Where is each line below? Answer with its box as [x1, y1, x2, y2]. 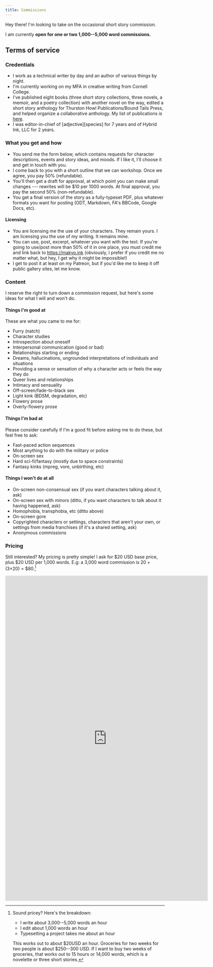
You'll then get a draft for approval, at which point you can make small [12, 178, 158, 184]
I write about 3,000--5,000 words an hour [20, 919, 107, 925]
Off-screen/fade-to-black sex [12, 387, 75, 394]
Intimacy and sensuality [12, 382, 62, 388]
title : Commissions [5, 7, 47, 13]
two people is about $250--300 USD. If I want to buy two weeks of [12, 946, 152, 952]
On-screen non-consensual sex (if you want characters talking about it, [12, 486, 162, 492]
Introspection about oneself [12, 339, 71, 345]
